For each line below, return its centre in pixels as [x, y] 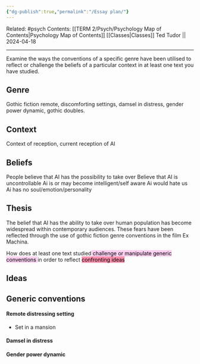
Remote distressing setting [40, 314]
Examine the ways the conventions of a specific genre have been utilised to [99, 58]
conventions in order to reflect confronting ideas [65, 260]
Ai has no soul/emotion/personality [49, 190]
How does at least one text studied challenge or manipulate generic [89, 253]
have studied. [23, 71]
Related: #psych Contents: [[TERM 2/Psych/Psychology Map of [84, 29]
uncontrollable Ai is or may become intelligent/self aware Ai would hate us [97, 183]
